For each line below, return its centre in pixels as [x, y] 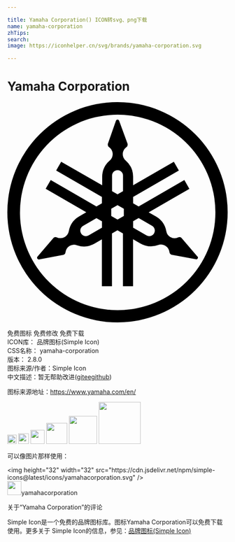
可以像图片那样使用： [38, 456]
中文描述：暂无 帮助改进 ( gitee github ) [59, 377]
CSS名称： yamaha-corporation [53, 351]
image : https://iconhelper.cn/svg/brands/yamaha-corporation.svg [104, 46]
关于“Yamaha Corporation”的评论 [55, 507]
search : [19, 39]
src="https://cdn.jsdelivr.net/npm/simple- [155, 470]
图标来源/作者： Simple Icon [47, 369]
